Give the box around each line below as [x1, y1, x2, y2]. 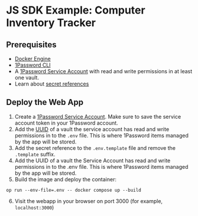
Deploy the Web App [6, 97, 84, 107]
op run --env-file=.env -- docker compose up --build [6, 187, 142, 193]
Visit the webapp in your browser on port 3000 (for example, [14, 197, 163, 204]
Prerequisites [6, 40, 57, 50]
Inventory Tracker [6, 16, 96, 30]
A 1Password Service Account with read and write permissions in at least [14, 68, 193, 74]
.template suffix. [14, 150, 56, 158]
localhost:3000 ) [14, 204, 54, 211]
